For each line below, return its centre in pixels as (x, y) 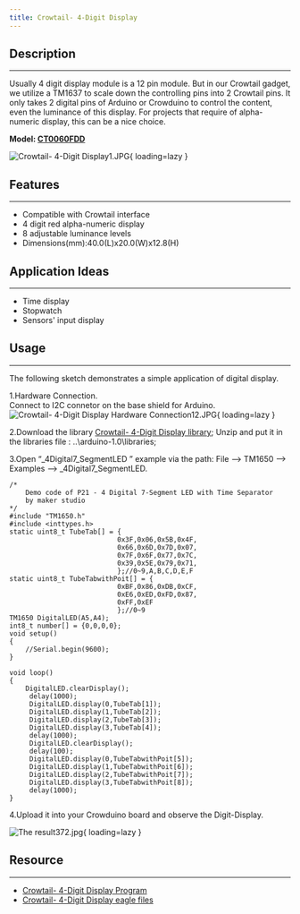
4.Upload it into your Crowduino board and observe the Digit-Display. (136, 815)
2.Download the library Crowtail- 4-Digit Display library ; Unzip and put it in (146, 431)
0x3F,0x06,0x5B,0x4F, (158, 539)
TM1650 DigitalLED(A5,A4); (59, 618)
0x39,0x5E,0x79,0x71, (158, 563)
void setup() (33, 633)
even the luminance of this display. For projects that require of (123, 112)
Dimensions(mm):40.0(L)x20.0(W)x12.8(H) (100, 243)
